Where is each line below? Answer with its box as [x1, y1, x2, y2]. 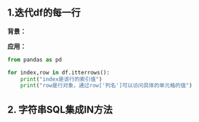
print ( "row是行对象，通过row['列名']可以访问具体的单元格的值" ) [20, 82, 193, 89]
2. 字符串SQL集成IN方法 [7, 104, 113, 116]
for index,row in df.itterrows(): [7, 69, 111, 76]
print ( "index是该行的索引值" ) [20, 75, 103, 83]
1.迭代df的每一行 [7, 6, 81, 19]
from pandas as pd [7, 56, 62, 63]
